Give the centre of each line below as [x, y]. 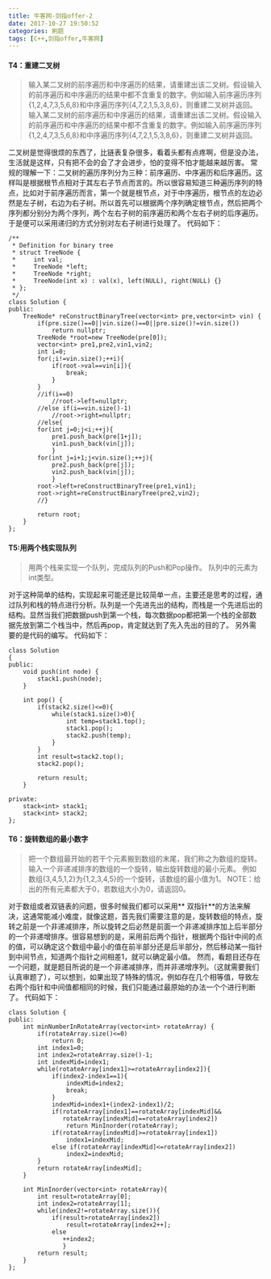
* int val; [37, 260]
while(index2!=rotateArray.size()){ [99, 1210]
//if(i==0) [56, 394]
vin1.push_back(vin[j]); [93, 444]
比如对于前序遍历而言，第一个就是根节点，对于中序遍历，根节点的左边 [139, 193]
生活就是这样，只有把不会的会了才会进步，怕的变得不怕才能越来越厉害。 [128, 163]
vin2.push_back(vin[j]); [93, 472]
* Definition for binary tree [63, 246]
